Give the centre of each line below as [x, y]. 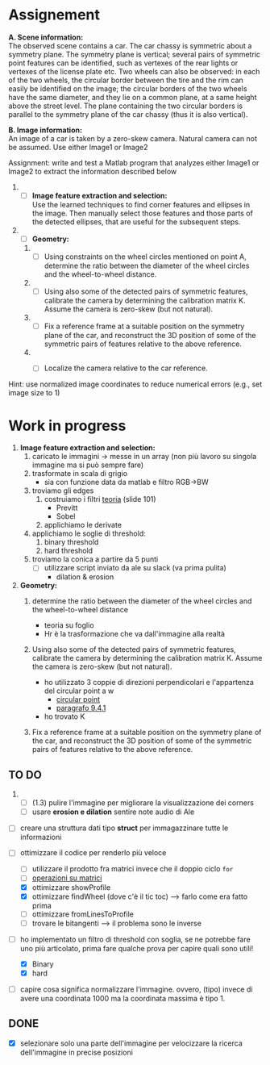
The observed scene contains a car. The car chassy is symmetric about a [130, 45]
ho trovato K [64, 716]
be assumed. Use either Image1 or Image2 [78, 147]
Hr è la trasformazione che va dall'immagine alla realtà [135, 634]
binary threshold [71, 542]
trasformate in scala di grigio [79, 474]
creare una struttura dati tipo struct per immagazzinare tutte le [124, 828]
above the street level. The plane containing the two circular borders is [126, 106]
